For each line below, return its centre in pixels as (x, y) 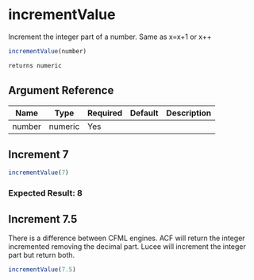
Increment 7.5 (43, 219)
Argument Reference (61, 90)
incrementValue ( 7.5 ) (42, 269)
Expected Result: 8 (46, 193)
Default (144, 113)
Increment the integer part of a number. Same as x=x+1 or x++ (110, 37)
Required (105, 113)
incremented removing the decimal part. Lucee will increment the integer (127, 246)
